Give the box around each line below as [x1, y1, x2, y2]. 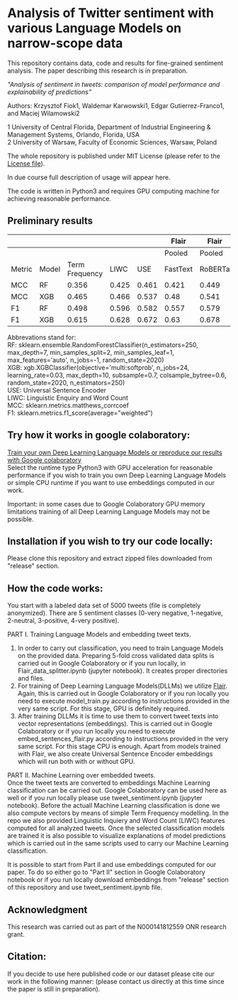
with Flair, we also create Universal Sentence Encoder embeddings [17, 750, 213, 758]
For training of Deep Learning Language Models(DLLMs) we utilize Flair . [17, 681, 228, 691]
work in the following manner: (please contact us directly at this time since [7, 977, 225, 986]
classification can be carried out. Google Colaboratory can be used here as [7, 786, 227, 794]
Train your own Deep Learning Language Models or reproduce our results [7, 448, 223, 457]
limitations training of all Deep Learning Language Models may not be [7, 507, 210, 516]
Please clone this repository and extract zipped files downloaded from [7, 554, 212, 563]
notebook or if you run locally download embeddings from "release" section [7, 876, 229, 884]
